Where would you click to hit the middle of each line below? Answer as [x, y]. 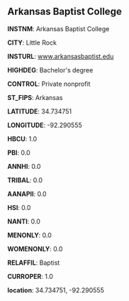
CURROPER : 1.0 [30, 276]
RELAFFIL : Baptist [34, 263]
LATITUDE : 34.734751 [40, 111]
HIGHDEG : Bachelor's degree [50, 70]
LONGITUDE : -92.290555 [45, 125]
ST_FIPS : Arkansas [35, 97]
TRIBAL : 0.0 [25, 180]
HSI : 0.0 [19, 207]
